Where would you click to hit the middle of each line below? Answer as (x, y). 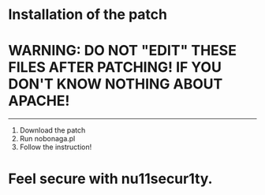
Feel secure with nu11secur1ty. (110, 179)
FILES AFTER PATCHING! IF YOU (115, 67)
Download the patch (52, 130)
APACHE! (39, 101)
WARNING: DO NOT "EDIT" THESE (122, 51)
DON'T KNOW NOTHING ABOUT (116, 84)
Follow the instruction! (56, 147)
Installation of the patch (88, 15)
